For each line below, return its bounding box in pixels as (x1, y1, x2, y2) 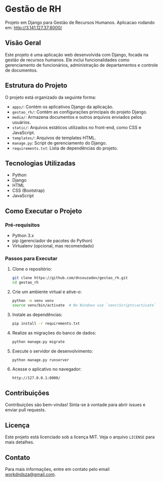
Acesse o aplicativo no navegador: (12, 366, 82, 372)
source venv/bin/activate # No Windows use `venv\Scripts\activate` (12, 303, 157, 308)
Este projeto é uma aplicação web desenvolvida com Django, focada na (5, 52, 148, 57)
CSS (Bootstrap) (12, 187, 45, 193)
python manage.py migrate (12, 339, 65, 344)
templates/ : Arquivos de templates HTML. (12, 135, 96, 141)
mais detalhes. (5, 439, 35, 445)
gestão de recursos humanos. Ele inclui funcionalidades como (5, 57, 130, 63)
